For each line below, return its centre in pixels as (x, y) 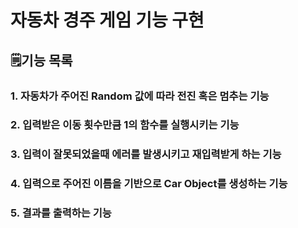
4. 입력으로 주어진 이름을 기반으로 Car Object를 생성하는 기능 (149, 184)
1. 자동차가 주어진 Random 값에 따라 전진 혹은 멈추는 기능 (140, 96)
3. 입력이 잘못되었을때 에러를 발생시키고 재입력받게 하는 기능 (146, 154)
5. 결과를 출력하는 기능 (61, 213)
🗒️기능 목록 (41, 60)
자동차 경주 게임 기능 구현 (107, 20)
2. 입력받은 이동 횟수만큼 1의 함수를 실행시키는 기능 (125, 125)
